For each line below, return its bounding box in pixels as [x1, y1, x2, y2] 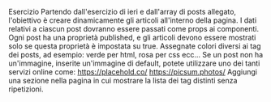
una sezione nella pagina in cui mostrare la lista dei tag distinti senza [8, 76, 238, 85]
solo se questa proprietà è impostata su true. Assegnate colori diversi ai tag [8, 41, 261, 51]
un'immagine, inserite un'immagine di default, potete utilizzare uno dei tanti [8, 58, 260, 68]
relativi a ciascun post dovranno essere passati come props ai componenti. [8, 24, 260, 33]
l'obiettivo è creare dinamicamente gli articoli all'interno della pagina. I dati [8, 15, 257, 25]
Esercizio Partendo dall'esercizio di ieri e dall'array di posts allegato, [8, 7, 237, 16]
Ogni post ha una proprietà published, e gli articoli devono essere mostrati [8, 32, 256, 42]
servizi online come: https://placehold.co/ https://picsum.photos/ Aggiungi [8, 67, 258, 76]
